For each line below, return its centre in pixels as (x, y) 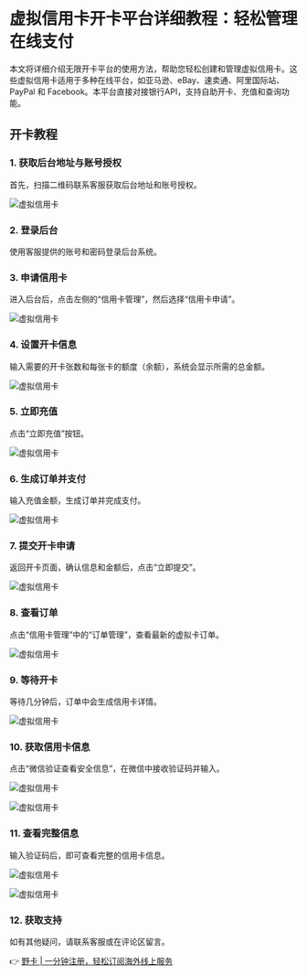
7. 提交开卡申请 (42, 546)
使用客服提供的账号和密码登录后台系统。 (85, 252)
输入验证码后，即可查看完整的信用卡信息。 (90, 855)
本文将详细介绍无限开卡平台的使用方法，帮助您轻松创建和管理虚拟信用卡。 (149, 69)
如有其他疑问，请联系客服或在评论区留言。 (90, 941)
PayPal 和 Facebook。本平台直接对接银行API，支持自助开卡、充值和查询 (145, 91)
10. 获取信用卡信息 (50, 746)
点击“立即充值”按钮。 (49, 433)
